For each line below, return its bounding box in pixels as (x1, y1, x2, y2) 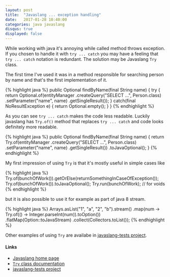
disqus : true (5, 27, 33, 32)
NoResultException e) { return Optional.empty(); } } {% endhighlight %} (5, 103, 154, 109)
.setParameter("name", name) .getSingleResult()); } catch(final (5, 98, 136, 104)
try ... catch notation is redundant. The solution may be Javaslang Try (5, 56, 157, 62)
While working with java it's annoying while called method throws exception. (5, 45, 165, 51)
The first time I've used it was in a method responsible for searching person (5, 72, 164, 77)
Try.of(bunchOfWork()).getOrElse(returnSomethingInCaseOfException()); (5, 175, 159, 181)
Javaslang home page (12, 255, 60, 261)
